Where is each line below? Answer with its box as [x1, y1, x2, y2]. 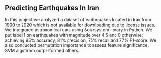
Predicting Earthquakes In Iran [5, 4, 99, 12]
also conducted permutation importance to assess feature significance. [5, 42, 149, 48]
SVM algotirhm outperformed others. [5, 47, 80, 53]
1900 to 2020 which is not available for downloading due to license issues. [5, 22, 156, 28]
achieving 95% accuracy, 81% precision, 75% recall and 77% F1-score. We [5, 37, 157, 43]
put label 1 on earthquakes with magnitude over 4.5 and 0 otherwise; [5, 32, 143, 38]
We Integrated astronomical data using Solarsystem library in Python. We [5, 27, 153, 33]
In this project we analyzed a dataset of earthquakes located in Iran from [5, 16, 152, 22]
